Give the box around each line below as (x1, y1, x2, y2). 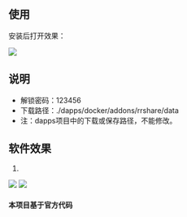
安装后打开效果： (8, 31, 66, 41)
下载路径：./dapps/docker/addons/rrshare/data (20, 105, 179, 115)
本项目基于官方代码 (8, 200, 73, 210)
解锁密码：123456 (20, 95, 81, 105)
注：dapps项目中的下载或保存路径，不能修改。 (20, 115, 177, 125)
